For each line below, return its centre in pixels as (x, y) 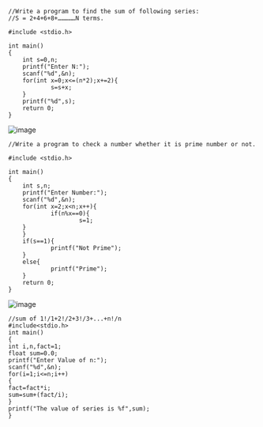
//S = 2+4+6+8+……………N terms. (56, 18)
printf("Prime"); (79, 269)
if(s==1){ (39, 241)
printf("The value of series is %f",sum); (79, 409)
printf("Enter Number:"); (65, 193)
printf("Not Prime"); (86, 248)
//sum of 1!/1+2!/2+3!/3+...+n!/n (65, 319)
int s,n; (37, 186)
